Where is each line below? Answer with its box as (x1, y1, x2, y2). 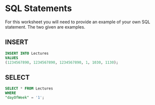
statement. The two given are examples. (5, 24, 86, 30)
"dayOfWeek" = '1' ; (5, 95, 45, 100)
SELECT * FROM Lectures (5, 86, 53, 91)
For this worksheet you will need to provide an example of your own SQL (5, 19, 151, 25)
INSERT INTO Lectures (5, 51, 49, 56)
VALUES (5, 55, 18, 60)
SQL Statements (5, 3, 72, 14)
